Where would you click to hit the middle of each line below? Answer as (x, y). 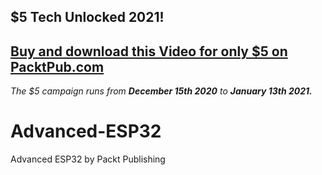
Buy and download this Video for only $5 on (149, 51)
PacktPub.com (57, 66)
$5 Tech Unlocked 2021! (87, 17)
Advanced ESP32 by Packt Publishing (88, 159)
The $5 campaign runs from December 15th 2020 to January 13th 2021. (161, 91)
